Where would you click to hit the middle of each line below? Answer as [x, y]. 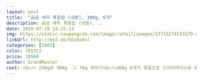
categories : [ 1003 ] [31, 46]
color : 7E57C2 [24, 51]
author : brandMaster [32, 62]
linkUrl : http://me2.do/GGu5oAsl [48, 40]
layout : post [23, 12]
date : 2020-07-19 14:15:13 [40, 29]
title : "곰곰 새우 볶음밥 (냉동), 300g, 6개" [60, 17]
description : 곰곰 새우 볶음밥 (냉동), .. [55, 23]
